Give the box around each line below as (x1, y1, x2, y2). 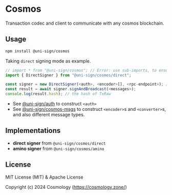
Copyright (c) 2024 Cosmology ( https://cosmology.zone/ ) (5, 184, 127, 190)
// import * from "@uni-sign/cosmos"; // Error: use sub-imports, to (5, 68, 157, 73)
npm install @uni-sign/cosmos (5, 48, 70, 54)
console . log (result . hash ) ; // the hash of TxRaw (5, 91, 111, 96)
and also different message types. (12, 111, 85, 118)
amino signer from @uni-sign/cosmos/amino (12, 145, 104, 151)
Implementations (5, 126, 61, 135)
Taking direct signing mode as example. (5, 57, 91, 64)
